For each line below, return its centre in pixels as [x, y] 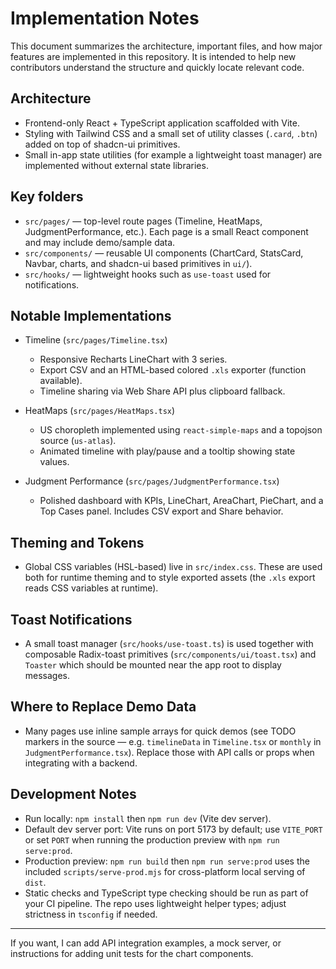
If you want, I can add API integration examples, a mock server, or [146, 943]
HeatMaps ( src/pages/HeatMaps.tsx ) [100, 411]
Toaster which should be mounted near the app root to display [153, 665]
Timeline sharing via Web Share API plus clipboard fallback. [162, 391]
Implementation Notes [105, 18]
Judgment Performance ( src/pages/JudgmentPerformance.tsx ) [152, 481]
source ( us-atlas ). [78, 441]
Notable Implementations [91, 315]
